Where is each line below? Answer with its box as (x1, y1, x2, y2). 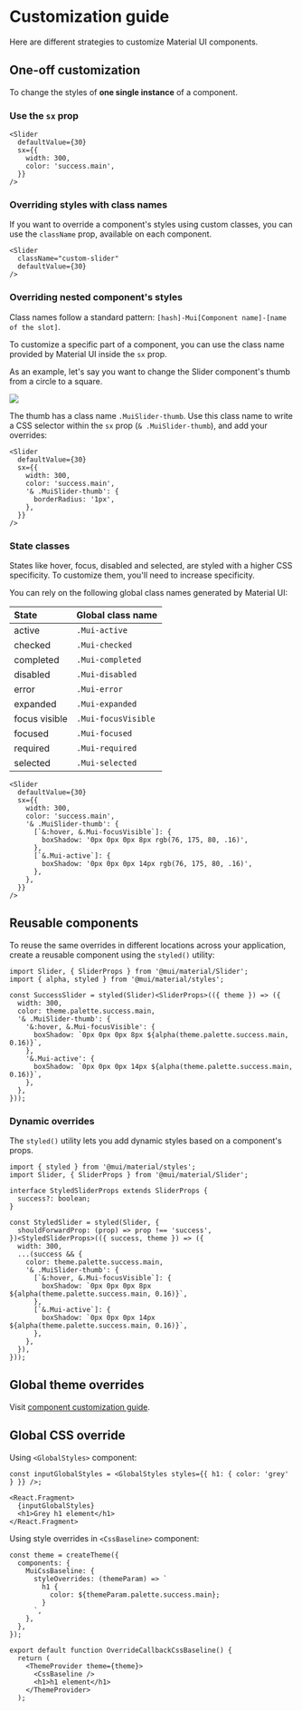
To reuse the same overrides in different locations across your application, (9, 939, 287, 950)
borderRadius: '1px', (33, 494, 116, 504)
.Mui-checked (76, 639, 133, 650)
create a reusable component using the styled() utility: (9, 949, 215, 960)
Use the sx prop (9, 109, 80, 122)
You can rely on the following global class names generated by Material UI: (9, 587, 288, 598)
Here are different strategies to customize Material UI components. (9, 36, 259, 47)
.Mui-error (76, 684, 124, 695)
